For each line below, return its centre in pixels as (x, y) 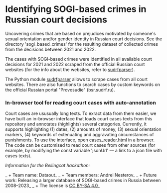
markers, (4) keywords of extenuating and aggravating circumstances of (80, 135)
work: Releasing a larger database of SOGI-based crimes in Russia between (83, 181)
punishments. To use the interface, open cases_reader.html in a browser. (80, 140)
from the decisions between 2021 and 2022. (51, 49)
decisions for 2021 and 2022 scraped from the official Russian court (75, 64)
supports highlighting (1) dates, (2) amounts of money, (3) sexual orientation (83, 129)
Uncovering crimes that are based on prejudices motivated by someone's (81, 33)
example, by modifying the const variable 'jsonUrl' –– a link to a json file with (83, 151)
